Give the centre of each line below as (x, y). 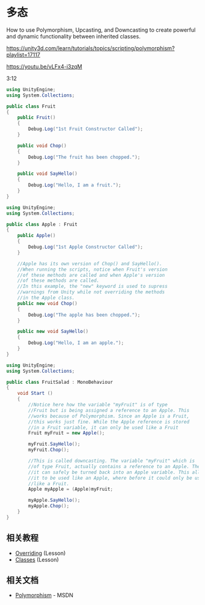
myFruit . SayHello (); (54, 444)
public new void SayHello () (53, 332)
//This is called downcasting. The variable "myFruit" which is (112, 461)
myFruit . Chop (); (49, 450)
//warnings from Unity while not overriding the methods (91, 292)
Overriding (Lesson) (40, 553)
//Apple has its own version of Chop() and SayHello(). (90, 263)
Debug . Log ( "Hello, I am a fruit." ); (75, 185)
